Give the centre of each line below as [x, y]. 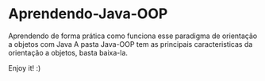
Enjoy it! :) [25, 67]
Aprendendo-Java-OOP [88, 14]
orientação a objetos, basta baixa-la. [68, 52]
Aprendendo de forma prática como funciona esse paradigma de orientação [133, 36]
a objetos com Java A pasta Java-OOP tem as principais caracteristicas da [131, 44]
